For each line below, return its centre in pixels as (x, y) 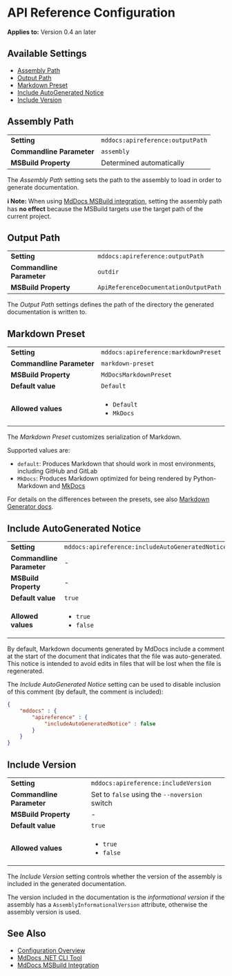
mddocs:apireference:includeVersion (151, 783)
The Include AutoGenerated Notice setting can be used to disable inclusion (114, 684)
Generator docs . (30, 507)
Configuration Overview (51, 950)
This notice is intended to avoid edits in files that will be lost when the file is (114, 663)
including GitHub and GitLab (57, 471)
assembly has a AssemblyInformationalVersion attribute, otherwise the (107, 904)
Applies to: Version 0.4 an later (52, 32)
